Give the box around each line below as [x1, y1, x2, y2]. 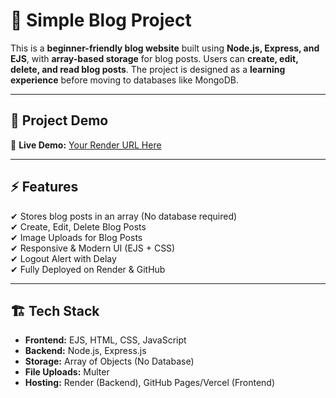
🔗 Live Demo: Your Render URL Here [10, 139, 162, 151]
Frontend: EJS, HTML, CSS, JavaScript [24, 334, 187, 346]
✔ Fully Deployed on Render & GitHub [10, 263, 166, 275]
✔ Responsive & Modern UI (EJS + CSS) [10, 242, 176, 254]
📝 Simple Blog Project [10, 9, 192, 32]
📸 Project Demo [10, 112, 109, 129]
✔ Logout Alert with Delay [10, 252, 117, 264]
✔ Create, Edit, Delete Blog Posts [10, 220, 147, 233]
